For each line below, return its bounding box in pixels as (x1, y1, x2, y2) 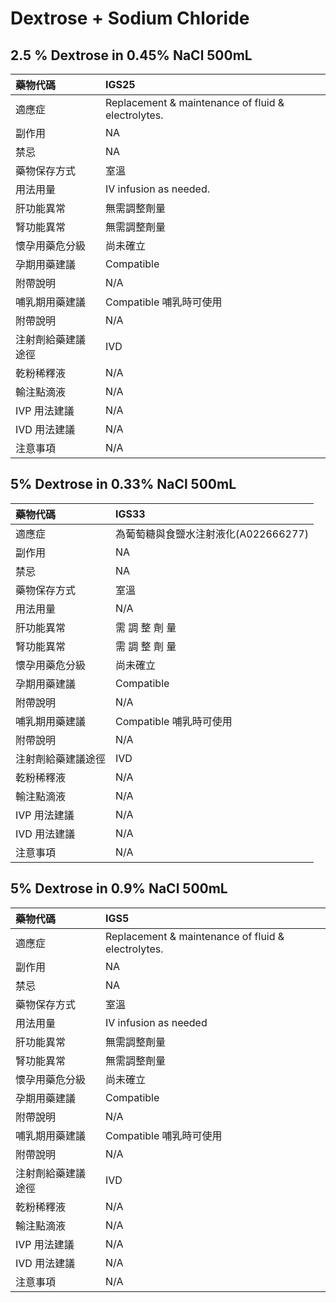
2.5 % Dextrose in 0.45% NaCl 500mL (10, 47, 253, 64)
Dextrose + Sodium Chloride (10, 7, 250, 30)
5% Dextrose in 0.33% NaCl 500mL (10, 476, 237, 493)
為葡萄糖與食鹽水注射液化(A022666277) (115, 527, 309, 541)
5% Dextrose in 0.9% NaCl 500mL (10, 880, 228, 897)
